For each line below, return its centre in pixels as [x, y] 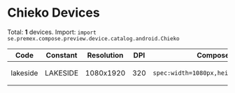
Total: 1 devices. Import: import [52, 32]
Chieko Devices [54, 13]
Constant [62, 55]
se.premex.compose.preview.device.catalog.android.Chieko [93, 39]
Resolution [105, 55]
